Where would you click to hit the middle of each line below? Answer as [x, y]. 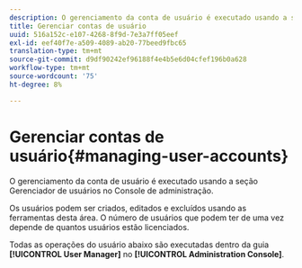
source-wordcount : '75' [54, 76]
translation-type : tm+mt [56, 51]
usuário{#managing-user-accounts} [149, 156]
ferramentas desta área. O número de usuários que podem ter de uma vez [147, 218]
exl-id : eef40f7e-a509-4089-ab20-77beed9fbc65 [98, 43]
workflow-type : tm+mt [50, 68]
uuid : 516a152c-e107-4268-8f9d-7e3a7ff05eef [94, 34]
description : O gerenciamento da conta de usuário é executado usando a [148, 18]
